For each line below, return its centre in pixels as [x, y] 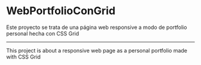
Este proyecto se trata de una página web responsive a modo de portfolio [97, 27]
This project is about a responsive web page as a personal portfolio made [97, 50]
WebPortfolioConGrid [61, 11]
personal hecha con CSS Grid [43, 33]
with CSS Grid [23, 57]
